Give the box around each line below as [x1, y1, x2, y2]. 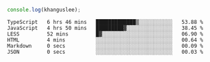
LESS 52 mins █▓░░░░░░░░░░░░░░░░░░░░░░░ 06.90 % [7, 31, 204, 37]
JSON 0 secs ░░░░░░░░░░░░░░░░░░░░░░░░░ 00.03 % [7, 48, 204, 55]
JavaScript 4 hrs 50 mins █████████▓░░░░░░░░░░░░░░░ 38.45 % [7, 25, 204, 31]
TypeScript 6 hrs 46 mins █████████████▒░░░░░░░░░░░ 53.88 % [7, 18, 204, 25]
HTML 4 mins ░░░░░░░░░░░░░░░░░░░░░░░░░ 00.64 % [7, 36, 204, 44]
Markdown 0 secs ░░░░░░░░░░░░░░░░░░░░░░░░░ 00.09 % [7, 42, 204, 49]
